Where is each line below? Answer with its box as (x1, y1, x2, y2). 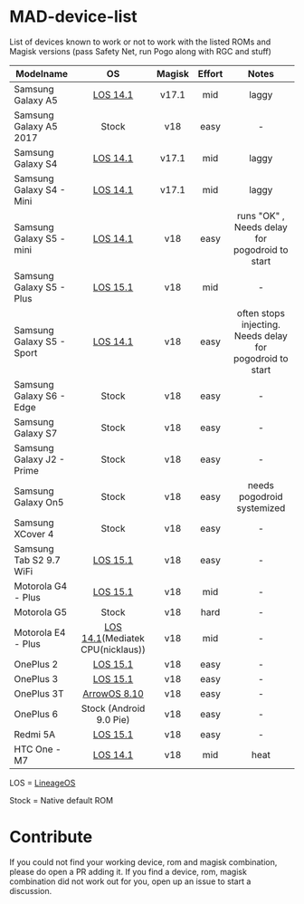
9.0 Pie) (96, 713, 130, 726)
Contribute (9, 827, 93, 848)
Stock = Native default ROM (9, 794, 114, 805)
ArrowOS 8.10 (82, 687, 145, 699)
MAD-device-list (9, 6, 138, 27)
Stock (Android (81, 702, 146, 715)
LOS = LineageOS (9, 777, 76, 788)
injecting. (241, 318, 280, 331)
